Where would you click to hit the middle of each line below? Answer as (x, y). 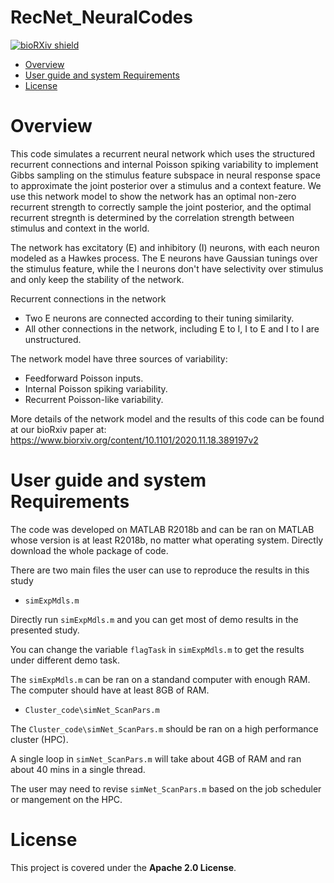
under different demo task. (65, 660)
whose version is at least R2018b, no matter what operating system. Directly (167, 540)
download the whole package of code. (89, 550)
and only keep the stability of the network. (97, 279)
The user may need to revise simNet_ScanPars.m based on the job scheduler (166, 788)
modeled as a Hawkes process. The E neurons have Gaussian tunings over (164, 258)
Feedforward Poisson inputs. (84, 378)
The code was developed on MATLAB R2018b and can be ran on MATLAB (162, 529)
